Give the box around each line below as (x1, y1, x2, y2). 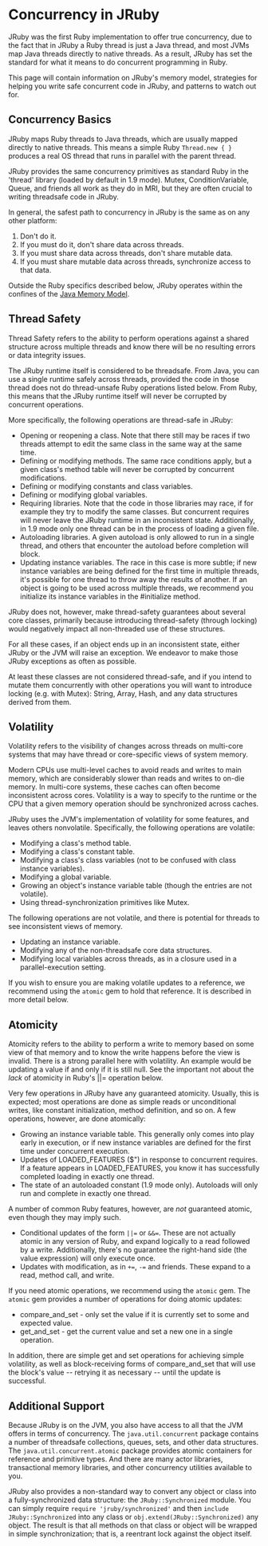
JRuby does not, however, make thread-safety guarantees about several (8, 607, 246, 616)
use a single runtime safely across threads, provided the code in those (8, 374, 239, 384)
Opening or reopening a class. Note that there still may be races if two (19, 431, 250, 440)
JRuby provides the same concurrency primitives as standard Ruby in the (8, 166, 249, 176)
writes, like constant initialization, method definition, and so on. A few (8, 1106, 237, 1115)
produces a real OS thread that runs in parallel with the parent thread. (8, 151, 237, 160)
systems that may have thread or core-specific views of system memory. (8, 749, 249, 759)
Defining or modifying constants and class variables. (19, 481, 193, 491)
